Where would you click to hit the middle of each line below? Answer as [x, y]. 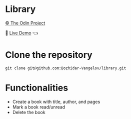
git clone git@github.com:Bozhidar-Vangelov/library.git [66, 68]
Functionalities [37, 88]
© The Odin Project [25, 23]
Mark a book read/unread [39, 107]
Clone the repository [49, 55]
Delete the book [29, 112]
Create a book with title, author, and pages [56, 102]
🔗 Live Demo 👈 [22, 33]
